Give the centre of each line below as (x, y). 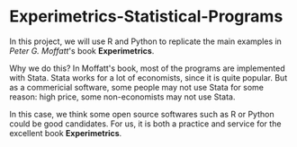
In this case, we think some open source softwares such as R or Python (142, 114)
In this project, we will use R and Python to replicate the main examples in (145, 41)
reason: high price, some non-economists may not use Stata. (122, 97)
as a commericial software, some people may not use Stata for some (136, 87)
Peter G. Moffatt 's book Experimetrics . (82, 50)
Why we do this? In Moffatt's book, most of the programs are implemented (147, 68)
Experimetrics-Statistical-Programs (146, 17)
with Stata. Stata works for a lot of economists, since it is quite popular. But (148, 77)
